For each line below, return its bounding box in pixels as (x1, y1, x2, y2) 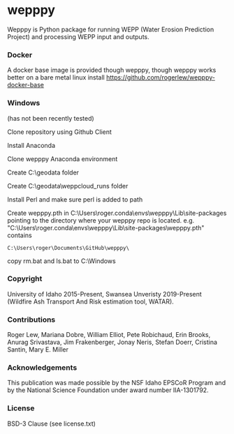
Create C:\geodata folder (7, 168, 79, 177)
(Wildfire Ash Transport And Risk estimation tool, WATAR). (7, 297, 175, 306)
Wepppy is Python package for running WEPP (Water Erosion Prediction (7, 25, 214, 33)
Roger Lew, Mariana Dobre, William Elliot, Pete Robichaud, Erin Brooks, (7, 331, 211, 339)
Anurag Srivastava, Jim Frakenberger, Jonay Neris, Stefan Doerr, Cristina (7, 338, 218, 347)
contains (7, 231, 33, 239)
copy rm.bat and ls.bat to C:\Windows (7, 257, 117, 265)
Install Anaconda (7, 141, 56, 149)
